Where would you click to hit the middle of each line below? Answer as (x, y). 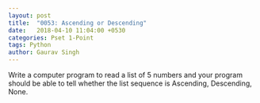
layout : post (30, 15)
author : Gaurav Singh (44, 52)
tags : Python (30, 45)
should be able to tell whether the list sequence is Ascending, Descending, (130, 83)
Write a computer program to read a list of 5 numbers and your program (126, 75)
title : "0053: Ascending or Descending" (78, 23)
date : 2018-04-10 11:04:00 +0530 (67, 30)
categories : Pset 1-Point (51, 38)
